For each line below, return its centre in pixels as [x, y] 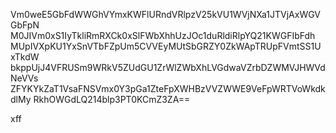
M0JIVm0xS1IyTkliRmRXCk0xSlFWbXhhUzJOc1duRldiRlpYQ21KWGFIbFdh [163, 35]
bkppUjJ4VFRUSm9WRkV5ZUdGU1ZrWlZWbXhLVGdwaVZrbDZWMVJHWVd [168, 67]
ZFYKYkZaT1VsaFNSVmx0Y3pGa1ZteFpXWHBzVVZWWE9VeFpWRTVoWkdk [168, 88]
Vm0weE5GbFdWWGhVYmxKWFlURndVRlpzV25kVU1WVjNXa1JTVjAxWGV [165, 14]
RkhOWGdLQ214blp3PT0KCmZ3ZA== [112, 99]
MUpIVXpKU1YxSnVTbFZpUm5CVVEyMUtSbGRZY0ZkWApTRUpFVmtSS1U [166, 46]
